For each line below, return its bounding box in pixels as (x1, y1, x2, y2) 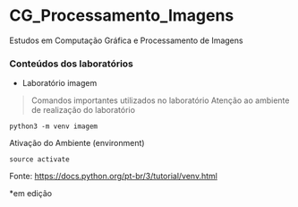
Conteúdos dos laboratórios (9, 57, 134, 70)
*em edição (9, 188, 52, 199)
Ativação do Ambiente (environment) (9, 138, 145, 149)
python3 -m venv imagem (9, 122, 98, 131)
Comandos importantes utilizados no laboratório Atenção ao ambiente (30, 95, 290, 106)
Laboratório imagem (21, 78, 98, 89)
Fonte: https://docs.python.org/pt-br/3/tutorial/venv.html (9, 171, 217, 182)
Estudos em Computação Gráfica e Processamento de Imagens (9, 35, 243, 46)
